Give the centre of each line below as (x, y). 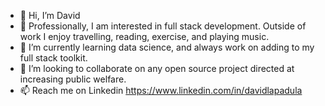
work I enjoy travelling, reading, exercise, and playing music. (144, 36)
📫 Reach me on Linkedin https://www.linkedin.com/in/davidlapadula (161, 90)
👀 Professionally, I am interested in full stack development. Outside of (163, 26)
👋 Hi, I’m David (50, 15)
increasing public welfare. (73, 79)
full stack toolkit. (53, 58)
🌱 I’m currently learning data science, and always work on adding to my (167, 47)
